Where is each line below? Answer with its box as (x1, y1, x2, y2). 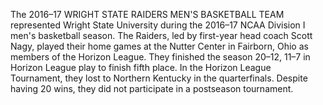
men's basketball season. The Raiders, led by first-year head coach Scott (10, 30, 313, 41)
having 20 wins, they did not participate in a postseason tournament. (10, 83, 294, 94)
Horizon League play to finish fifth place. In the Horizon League (10, 62, 272, 73)
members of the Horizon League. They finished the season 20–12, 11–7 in (10, 51, 311, 63)
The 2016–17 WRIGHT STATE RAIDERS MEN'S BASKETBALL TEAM (10, 9, 285, 20)
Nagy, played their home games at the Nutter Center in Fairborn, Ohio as (10, 40, 309, 52)
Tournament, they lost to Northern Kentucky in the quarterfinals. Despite (10, 72, 308, 84)
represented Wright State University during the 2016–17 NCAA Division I (10, 19, 306, 31)
